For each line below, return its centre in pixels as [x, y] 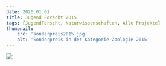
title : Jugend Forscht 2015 [42, 17]
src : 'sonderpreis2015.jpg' [52, 34]
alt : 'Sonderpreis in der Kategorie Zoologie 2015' [83, 40]
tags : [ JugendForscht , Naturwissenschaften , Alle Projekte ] [84, 23]
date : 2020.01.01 [28, 12]
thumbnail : [20, 28]
